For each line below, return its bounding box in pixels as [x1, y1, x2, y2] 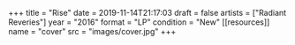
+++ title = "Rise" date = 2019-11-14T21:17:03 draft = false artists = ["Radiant [8, 8, 287, 18]
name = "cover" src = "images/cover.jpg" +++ [8, 26, 177, 36]
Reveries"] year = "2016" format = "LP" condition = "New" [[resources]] [8, 17, 270, 27]
